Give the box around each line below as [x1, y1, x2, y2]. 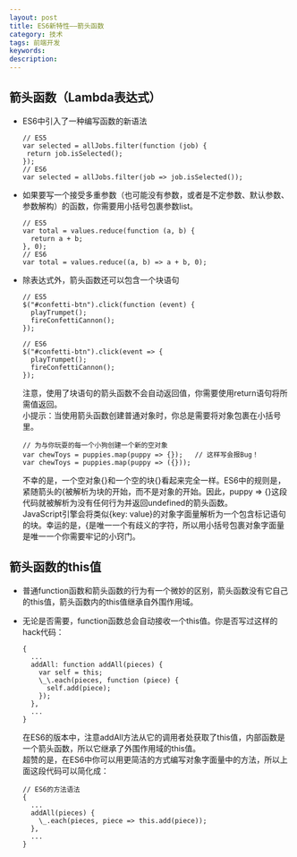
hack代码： [21, 626, 64, 637]
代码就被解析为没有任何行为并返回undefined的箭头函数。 [21, 497, 233, 508]
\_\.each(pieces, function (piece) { [38, 675, 179, 685]
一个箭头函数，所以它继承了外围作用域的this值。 [21, 742, 201, 753]
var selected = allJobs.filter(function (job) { [21, 141, 208, 150]
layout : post [9, 13, 58, 22]
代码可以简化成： [46, 765, 109, 776]
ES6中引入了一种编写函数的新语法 [21, 116, 148, 126]
